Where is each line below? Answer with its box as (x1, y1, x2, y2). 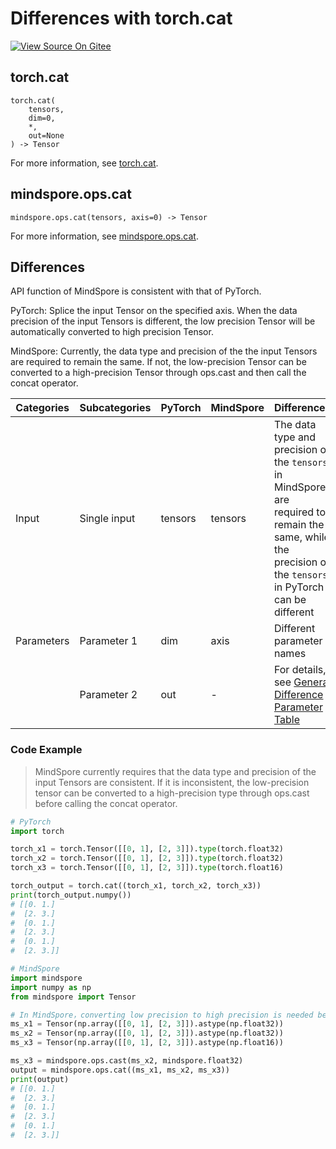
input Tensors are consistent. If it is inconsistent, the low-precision (34, 776, 310, 788)
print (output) (10, 1074, 70, 1084)
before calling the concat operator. (34, 797, 178, 809)
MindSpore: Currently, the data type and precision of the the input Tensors (10, 345, 318, 357)
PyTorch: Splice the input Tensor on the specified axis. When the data (10, 305, 298, 317)
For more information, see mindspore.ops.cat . (10, 230, 199, 242)
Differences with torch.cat (10, 7, 233, 30)
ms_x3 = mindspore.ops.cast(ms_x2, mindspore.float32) (10, 1056, 244, 1066)
